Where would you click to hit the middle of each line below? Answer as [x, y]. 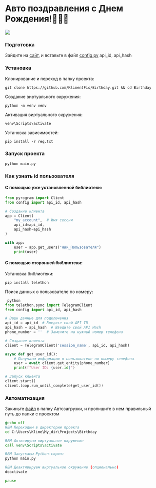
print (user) [26, 252]
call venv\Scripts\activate [34, 445]
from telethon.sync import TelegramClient [49, 305]
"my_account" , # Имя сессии [43, 220]
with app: [15, 243]
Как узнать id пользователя [40, 176]
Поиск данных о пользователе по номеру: [49, 292]
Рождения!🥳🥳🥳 [37, 19]
